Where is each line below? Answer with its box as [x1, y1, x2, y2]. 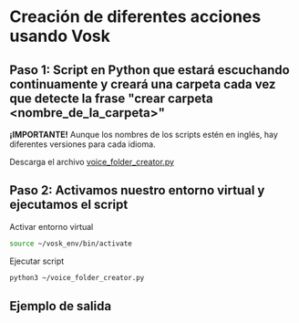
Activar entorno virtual [9, 221, 94, 232]
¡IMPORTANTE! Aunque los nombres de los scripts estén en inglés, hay [9, 130, 278, 140]
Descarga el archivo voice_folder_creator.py [9, 157, 175, 167]
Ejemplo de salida [9, 298, 112, 314]
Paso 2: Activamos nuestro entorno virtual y [9, 182, 265, 198]
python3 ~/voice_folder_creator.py [9, 273, 145, 282]
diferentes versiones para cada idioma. [9, 139, 157, 150]
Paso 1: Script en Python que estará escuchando [9, 62, 290, 78]
